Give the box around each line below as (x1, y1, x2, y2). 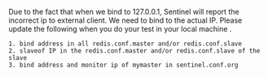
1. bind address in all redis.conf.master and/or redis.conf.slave (8, 40, 243, 48)
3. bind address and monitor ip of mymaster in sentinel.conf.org (8, 61, 239, 69)
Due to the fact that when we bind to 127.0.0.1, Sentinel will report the (8, 7, 239, 16)
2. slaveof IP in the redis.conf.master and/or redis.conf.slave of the (8, 47, 261, 55)
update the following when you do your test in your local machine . (8, 24, 232, 33)
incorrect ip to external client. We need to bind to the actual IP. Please (8, 15, 243, 25)
